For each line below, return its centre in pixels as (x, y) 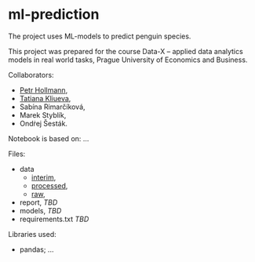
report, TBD (38, 202)
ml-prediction (54, 15)
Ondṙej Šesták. (44, 123)
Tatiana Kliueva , (45, 98)
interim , (44, 177)
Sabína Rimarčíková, (52, 107)
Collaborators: (31, 75)
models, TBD (40, 210)
